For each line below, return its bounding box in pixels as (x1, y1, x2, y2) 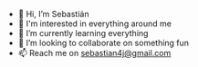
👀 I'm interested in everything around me (17, 18, 172, 29)
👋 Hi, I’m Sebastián (17, 9, 89, 19)
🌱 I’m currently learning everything (17, 28, 149, 38)
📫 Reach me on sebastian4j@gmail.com (17, 48, 172, 58)
